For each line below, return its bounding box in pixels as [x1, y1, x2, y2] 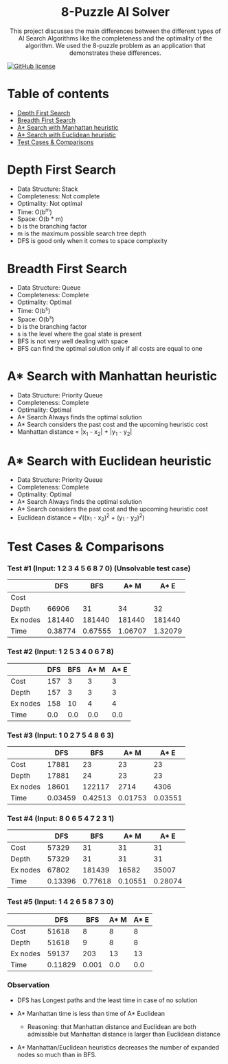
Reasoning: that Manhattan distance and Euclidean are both [27, 1022, 197, 1030]
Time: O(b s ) [16, 305, 51, 315]
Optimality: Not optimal [16, 199, 82, 207]
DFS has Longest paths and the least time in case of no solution [16, 996, 198, 1004]
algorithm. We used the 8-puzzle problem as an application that [25, 41, 206, 49]
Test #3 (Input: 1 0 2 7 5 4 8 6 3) [7, 730, 115, 740]
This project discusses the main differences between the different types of [10, 27, 221, 35]
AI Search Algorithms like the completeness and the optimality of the [18, 34, 213, 42]
